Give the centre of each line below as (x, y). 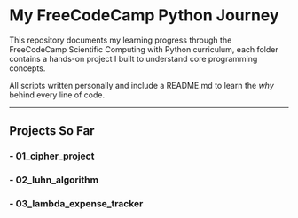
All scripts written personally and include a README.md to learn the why (142, 85)
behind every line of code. (57, 95)
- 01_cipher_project (52, 156)
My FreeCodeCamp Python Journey (144, 16)
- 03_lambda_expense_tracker (76, 204)
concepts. (27, 68)
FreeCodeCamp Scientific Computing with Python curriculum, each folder (144, 49)
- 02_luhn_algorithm (54, 180)
